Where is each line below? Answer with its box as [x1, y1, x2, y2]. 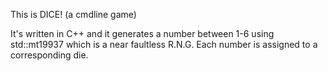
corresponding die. [10, 49, 89, 61]
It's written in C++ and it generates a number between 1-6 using [10, 28, 275, 39]
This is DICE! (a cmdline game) [10, 9, 137, 20]
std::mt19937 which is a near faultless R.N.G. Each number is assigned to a [10, 39, 318, 50]
